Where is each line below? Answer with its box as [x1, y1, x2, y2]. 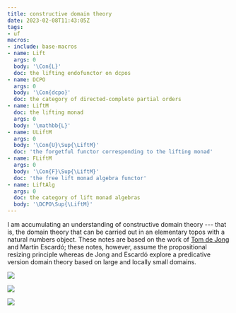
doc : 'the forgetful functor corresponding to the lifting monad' [13, 148, 213, 155]
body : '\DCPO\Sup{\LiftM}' [13, 201, 93, 208]
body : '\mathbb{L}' [13, 122, 71, 129]
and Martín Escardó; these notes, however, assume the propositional [7, 243, 207, 251]
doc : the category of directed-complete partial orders [13, 96, 182, 103]
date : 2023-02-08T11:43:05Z [7, 17, 90, 24]
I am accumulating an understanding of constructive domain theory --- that [7, 220, 227, 228]
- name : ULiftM [7, 129, 52, 136]
